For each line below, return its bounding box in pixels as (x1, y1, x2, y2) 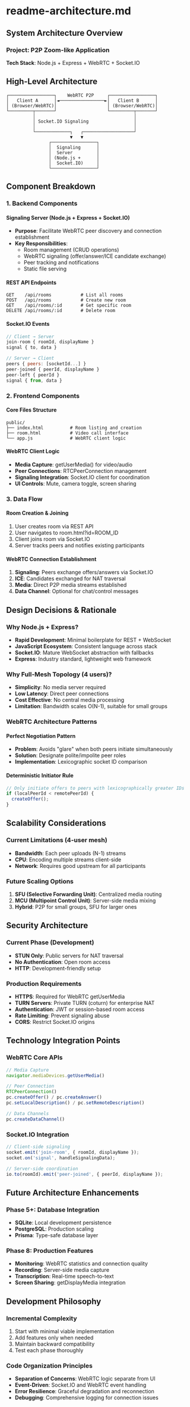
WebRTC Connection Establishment (6, 555, 97, 562)
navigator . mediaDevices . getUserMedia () (6, 1072, 105, 1079)
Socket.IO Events (6, 320, 50, 327)
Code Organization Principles (6, 1362, 93, 1369)
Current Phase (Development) (6, 938, 94, 947)
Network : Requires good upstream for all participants (14, 862, 146, 869)
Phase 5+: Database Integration (6, 1205, 100, 1213)
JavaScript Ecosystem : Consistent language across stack (14, 642, 157, 650)
